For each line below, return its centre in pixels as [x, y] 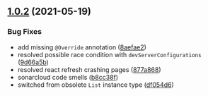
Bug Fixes [25, 32]
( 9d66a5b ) [33, 62]
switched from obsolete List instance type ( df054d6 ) [96, 85]
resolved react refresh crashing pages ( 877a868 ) [89, 69]
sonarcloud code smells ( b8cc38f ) [68, 77]
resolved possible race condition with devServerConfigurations [109, 54]
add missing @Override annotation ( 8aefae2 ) [82, 47]
